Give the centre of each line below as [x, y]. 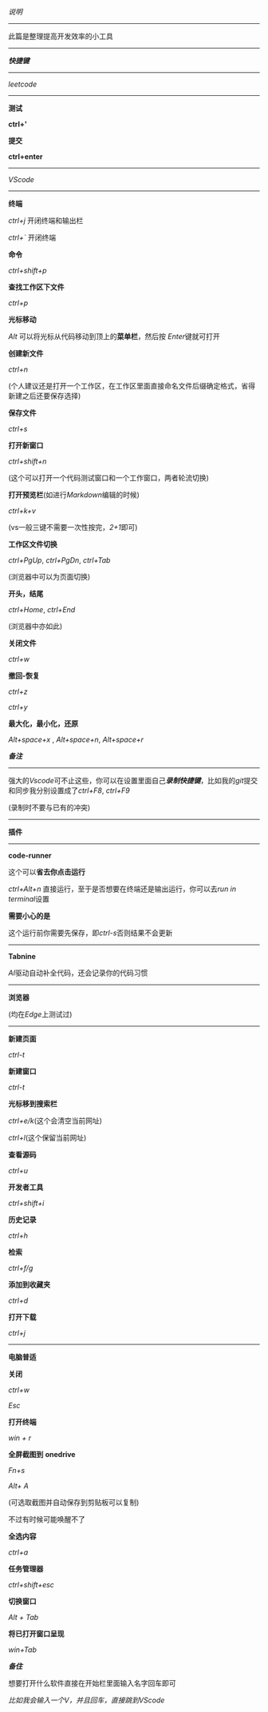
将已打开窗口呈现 [36, 1634]
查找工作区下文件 [36, 287]
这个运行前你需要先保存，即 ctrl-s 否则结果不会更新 [91, 933]
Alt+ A [19, 1486]
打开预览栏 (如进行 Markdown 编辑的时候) [74, 495]
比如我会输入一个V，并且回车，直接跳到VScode [87, 1700]
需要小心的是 [29, 916]
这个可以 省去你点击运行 [47, 872]
